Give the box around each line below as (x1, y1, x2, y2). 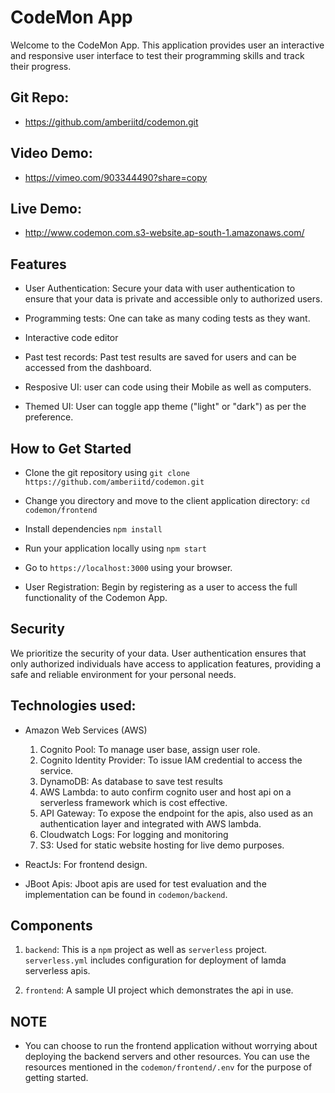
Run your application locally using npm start (24, 542, 207, 554)
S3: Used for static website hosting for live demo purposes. (39, 839, 285, 851)
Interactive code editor (24, 332, 119, 344)
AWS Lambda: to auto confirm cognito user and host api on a (39, 786, 292, 798)
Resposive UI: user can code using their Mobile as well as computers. (24, 381, 312, 393)
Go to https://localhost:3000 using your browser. (24, 562, 233, 573)
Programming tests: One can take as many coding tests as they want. (24, 312, 311, 325)
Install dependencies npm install (24, 523, 163, 535)
